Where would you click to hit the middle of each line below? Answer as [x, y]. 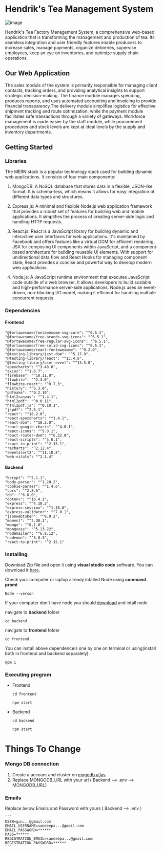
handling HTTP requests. [37, 222]
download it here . [23, 570]
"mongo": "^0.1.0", [25, 525]
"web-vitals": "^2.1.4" [29, 457]
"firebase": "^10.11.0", [30, 375]
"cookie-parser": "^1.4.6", [34, 486]
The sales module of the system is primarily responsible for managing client [81, 85]
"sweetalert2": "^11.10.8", [34, 452]
